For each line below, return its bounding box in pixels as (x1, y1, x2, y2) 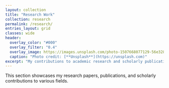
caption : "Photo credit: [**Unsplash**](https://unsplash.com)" (10, 54, 147, 59)
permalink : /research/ (5, 21, 53, 27)
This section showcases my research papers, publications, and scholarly (5, 72, 156, 78)
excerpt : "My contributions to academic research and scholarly (5, 59, 143, 64)
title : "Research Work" (5, 12, 55, 17)
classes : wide (5, 31, 35, 36)
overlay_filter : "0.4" (10, 45, 57, 50)
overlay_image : (10, 49, 42, 54)
